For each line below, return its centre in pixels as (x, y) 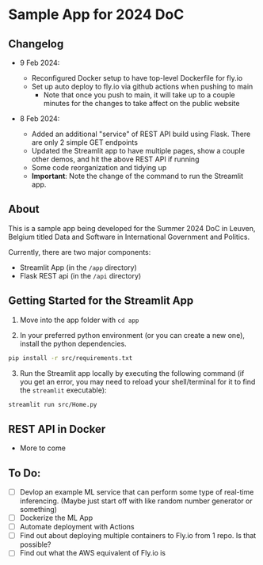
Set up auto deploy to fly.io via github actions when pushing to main (142, 86)
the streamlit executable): (63, 390)
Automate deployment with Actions (77, 527)
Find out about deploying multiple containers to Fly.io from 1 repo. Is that (138, 536)
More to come (42, 448)
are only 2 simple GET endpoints (85, 142)
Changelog (36, 44)
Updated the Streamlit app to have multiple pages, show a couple (138, 151)
